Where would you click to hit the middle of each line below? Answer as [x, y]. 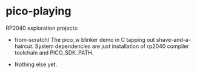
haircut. [24, 46]
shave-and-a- [174, 39]
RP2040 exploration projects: [42, 28]
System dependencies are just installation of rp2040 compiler [112, 46]
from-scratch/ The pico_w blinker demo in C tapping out [85, 39]
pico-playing [38, 11]
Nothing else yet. [36, 64]
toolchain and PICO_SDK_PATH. [54, 52]
